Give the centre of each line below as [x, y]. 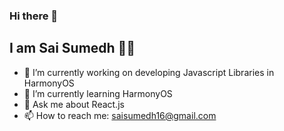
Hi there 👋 [34, 16]
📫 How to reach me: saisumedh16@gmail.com [120, 115]
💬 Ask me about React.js [74, 104]
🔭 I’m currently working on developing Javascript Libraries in [149, 72]
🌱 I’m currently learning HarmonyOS [98, 93]
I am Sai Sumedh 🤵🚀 [72, 48]
